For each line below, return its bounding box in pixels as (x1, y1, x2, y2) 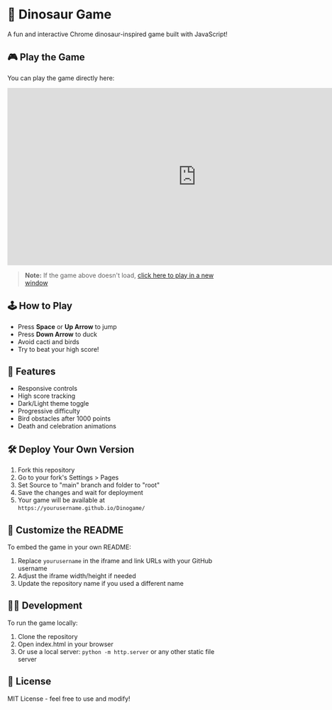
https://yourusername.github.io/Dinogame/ (17, 505, 145, 512)
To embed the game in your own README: (7, 543, 131, 551)
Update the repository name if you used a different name (17, 579, 184, 587)
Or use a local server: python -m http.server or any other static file (17, 647, 215, 655)
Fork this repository (17, 466, 75, 475)
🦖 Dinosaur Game (7, 6, 112, 23)
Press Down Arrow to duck (17, 330, 98, 338)
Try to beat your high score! (17, 345, 99, 353)
